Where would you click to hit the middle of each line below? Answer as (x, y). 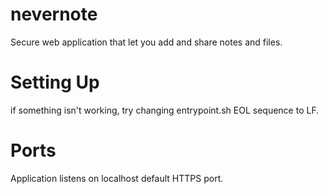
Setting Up (55, 82)
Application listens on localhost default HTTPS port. (117, 178)
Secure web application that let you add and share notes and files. (146, 42)
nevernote (54, 14)
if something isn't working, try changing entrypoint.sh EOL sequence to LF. (165, 110)
